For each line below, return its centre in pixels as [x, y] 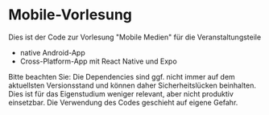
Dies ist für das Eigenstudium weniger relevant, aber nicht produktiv [121, 93]
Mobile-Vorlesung [70, 15]
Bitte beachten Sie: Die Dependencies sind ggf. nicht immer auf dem [122, 76]
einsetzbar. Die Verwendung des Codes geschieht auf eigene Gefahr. [123, 102]
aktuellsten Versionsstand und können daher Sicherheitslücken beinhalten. [132, 85]
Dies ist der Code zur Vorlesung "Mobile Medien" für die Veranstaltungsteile [135, 37]
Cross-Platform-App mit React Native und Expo [98, 61]
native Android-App [53, 52]
